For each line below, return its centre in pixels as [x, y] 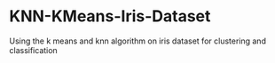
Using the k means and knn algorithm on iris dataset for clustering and [137, 41]
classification [33, 50]
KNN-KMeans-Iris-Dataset [110, 16]
